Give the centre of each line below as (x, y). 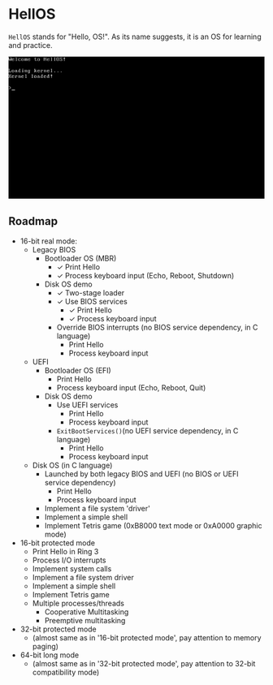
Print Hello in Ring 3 (65, 551)
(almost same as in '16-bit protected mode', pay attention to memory (147, 637)
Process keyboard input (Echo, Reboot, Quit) (131, 387)
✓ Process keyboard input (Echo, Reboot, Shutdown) (145, 275)
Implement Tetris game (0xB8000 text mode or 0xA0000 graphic (153, 525)
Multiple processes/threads (78, 603)
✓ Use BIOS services (92, 301)
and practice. (30, 45)
